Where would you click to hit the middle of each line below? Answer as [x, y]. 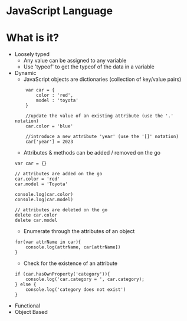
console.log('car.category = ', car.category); [85, 279]
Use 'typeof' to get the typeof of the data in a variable [89, 67]
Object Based [31, 312]
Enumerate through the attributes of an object [79, 231]
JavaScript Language [60, 11]
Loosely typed [32, 54]
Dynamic [25, 73]
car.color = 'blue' [50, 126]
